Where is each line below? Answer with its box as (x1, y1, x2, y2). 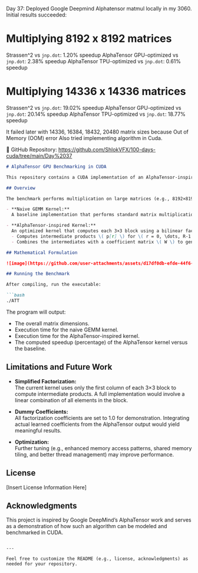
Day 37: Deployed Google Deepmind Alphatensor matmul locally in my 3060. (6, 5, 192, 12)
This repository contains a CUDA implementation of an (6, 174, 144, 180)
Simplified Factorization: (14, 377, 77, 385)
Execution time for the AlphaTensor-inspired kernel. (14, 332, 140, 339)
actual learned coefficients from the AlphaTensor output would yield (14, 421, 180, 428)
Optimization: (14, 438, 49, 445)
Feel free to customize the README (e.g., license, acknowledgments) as (6, 556, 189, 562)
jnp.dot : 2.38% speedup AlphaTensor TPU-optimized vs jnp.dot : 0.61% (6, 57, 181, 64)
